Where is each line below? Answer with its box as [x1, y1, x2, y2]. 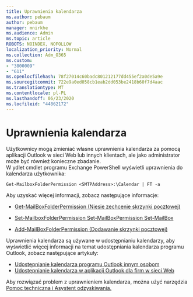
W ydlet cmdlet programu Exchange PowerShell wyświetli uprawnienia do [6, 164, 183, 171]
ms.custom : [6, 57, 33, 63]
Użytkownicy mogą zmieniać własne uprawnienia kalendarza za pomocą [6, 146, 181, 153]
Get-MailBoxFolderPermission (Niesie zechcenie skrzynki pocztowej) [14, 203, 181, 210]
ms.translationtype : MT [6, 85, 64, 91]
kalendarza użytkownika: [6, 170, 66, 177]
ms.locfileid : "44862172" [6, 101, 69, 107]
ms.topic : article [6, 36, 51, 42]
